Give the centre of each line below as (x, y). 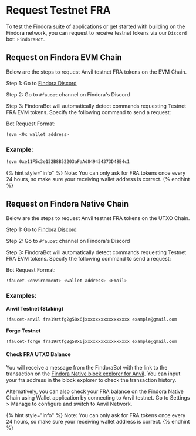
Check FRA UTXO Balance (39, 354)
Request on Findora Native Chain (67, 204)
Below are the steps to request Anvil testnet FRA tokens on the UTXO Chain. (98, 218)
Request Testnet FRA (58, 10)
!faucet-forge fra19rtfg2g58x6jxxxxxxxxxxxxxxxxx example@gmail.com (92, 341)
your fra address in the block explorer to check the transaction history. (91, 380)
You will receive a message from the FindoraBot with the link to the (87, 367)
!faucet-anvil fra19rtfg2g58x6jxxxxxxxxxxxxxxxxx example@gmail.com (92, 319)
